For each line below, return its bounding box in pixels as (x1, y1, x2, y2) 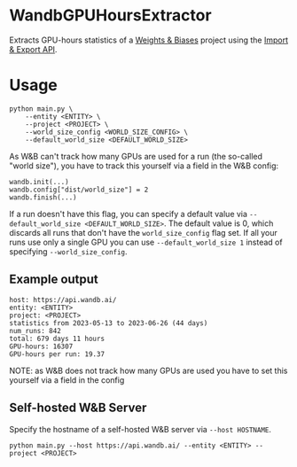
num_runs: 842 (9, 326, 62, 335)
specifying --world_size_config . (9, 245, 128, 257)
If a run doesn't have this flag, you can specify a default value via (9, 208, 248, 219)
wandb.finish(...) (9, 192, 77, 202)
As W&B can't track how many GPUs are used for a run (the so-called (9, 151, 263, 161)
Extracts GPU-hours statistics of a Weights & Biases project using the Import (9, 35, 288, 45)
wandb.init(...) (9, 177, 69, 186)
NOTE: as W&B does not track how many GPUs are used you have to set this (9, 365, 288, 376)
